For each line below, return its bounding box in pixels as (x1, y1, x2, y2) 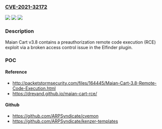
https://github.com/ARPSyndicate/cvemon (12, 113, 99, 119)
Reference (5, 69, 27, 75)
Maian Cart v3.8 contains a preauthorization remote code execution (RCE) (5, 39, 156, 45)
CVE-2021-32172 (5, 3, 48, 10)
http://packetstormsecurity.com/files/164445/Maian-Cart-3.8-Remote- (12, 80, 157, 86)
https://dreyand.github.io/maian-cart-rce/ (12, 90, 98, 96)
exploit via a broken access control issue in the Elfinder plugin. (5, 44, 133, 50)
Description (5, 28, 34, 35)
